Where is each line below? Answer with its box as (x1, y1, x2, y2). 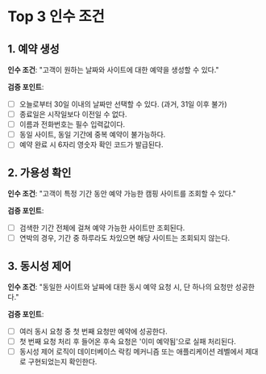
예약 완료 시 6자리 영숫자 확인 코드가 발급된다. (19, 140, 164, 149)
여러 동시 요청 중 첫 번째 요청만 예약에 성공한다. (19, 326, 168, 336)
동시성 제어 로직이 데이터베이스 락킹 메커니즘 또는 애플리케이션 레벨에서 (19, 347, 243, 356)
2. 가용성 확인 (7, 166, 72, 179)
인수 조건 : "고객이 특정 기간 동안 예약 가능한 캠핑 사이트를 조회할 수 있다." (7, 189, 236, 199)
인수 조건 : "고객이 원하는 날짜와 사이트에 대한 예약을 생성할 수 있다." (7, 65, 219, 74)
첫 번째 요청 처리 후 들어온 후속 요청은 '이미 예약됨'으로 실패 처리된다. (19, 337, 237, 347)
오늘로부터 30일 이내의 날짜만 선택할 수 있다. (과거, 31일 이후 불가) (19, 99, 227, 109)
